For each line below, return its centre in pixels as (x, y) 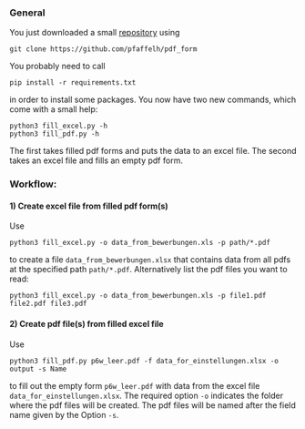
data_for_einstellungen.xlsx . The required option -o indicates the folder (147, 395)
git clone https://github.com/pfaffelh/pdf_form (103, 49)
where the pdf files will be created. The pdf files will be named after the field (152, 405)
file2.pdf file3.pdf (49, 304)
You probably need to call (58, 66)
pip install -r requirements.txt (73, 83)
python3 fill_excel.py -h (58, 126)
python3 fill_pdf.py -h (55, 134)
